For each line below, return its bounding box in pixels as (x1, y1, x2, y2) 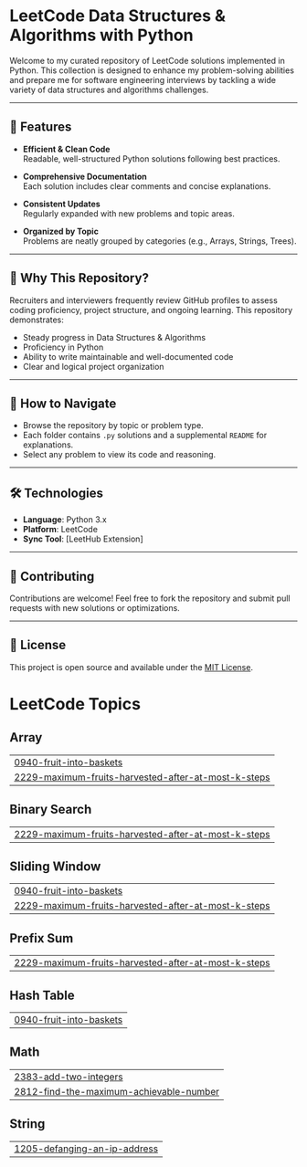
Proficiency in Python (22, 342, 104, 352)
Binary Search (9, 802, 92, 817)
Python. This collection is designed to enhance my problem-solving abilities (9, 65, 295, 76)
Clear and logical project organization (22, 361, 164, 372)
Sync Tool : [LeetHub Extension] (22, 533, 143, 544)
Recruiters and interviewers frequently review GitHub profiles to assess (9, 294, 279, 306)
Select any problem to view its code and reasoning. (22, 449, 217, 460)
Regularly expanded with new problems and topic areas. (22, 207, 236, 219)
